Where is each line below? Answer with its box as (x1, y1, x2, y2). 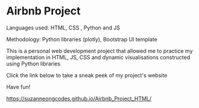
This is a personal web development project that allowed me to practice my (6, 47, 193, 55)
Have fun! (6, 83, 31, 91)
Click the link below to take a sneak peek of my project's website (6, 71, 168, 79)
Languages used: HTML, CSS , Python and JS (6, 24, 121, 31)
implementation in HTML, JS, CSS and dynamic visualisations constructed (6, 53, 191, 61)
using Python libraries (6, 60, 61, 67)
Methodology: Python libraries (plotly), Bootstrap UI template (6, 35, 158, 43)
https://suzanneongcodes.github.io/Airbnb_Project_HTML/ (6, 95, 152, 102)
